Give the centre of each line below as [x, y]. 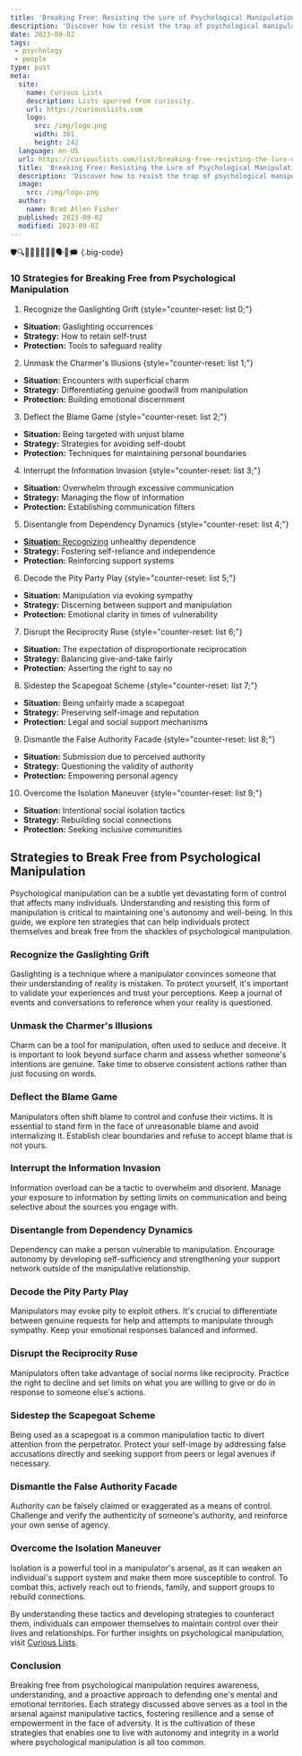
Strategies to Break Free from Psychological [135, 858]
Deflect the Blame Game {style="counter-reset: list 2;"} [125, 417]
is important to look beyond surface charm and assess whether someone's [148, 1054]
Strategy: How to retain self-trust [85, 336]
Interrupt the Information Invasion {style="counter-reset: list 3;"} [142, 470]
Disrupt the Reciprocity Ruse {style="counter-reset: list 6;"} [133, 632]
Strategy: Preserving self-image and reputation [111, 712]
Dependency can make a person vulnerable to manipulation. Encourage [142, 1250]
